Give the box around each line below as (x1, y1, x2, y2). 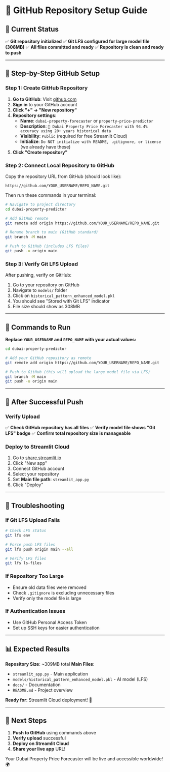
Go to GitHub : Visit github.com (12, 96, 77, 102)
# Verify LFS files (5, 556, 47, 561)
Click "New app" (12, 460, 48, 466)
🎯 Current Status (5, 25, 59, 34)
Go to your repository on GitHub (12, 282, 80, 288)
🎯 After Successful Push (5, 398, 83, 406)
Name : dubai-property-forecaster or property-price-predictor (20, 117, 153, 124)
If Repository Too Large (5, 573, 64, 580)
